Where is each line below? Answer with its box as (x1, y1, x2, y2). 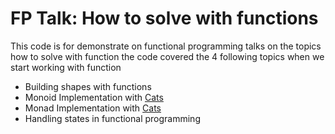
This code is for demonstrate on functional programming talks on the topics (10, 40, 322, 52)
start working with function (10, 61, 122, 73)
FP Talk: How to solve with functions (10, 7, 319, 30)
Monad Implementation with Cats (24, 102, 162, 114)
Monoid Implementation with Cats (24, 91, 164, 103)
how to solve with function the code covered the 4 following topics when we (10, 50, 325, 62)
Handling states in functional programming (24, 112, 201, 124)
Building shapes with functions (24, 80, 152, 92)
